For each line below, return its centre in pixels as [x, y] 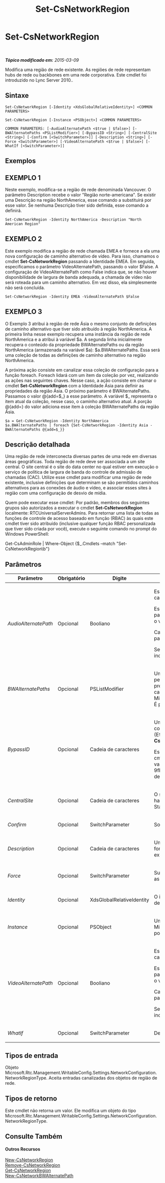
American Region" [23, 224]
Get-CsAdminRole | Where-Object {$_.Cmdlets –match [60, 544]
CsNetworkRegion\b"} [27, 549]
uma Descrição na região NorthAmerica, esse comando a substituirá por [78, 200]
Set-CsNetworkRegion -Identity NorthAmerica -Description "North [73, 220]
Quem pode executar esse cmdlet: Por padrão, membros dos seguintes [77, 503]
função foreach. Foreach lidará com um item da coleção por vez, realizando [82, 375]
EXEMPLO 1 [23, 178]
